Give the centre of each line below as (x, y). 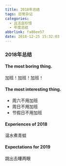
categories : (17, 18)
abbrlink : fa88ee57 (25, 32)
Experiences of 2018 (26, 124)
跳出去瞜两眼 (18, 158)
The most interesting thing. (33, 89)
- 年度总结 (19, 28)
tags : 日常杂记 (19, 14)
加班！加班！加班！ (24, 78)
